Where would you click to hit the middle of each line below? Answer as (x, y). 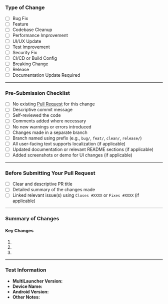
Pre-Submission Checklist (37, 93)
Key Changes (19, 230)
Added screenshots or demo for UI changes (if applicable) (72, 155)
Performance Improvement (40, 35)
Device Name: (27, 286)
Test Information (26, 270)
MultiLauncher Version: (37, 281)
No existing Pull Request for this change (53, 104)
